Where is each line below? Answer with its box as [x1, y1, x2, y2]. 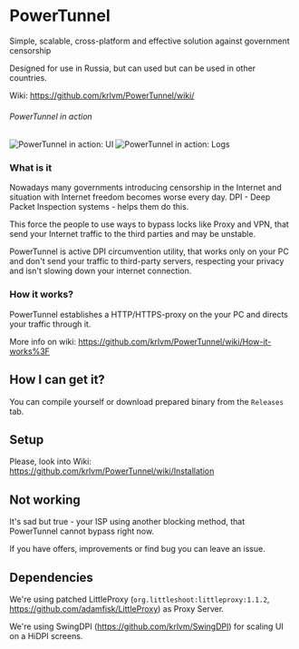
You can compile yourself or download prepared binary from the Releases [9, 396, 284, 407]
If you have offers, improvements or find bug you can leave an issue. [9, 544, 265, 555]
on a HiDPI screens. [9, 630, 83, 641]
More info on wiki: [9, 336, 77, 347]
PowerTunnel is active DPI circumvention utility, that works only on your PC [9, 246, 290, 257]
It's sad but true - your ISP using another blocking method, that [9, 516, 246, 527]
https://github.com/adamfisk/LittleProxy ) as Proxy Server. [9, 603, 225, 614]
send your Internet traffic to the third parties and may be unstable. [9, 229, 256, 240]
